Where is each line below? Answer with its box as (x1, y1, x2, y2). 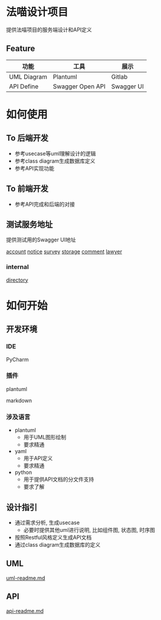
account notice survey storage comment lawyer (6, 248, 123, 255)
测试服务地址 (6, 219, 53, 230)
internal (6, 263, 29, 271)
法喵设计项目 (6, 5, 69, 19)
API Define (9, 82, 39, 91)
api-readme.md (6, 607, 44, 614)
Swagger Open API (52, 82, 106, 91)
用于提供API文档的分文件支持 (23, 476, 94, 483)
